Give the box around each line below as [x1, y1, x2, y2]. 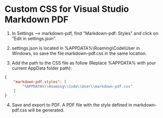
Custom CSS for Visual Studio [4, 3, 129, 15]
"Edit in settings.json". [11, 36, 57, 41]
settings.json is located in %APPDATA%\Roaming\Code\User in [11, 45, 140, 51]
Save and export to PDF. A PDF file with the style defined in [11, 102, 132, 108]
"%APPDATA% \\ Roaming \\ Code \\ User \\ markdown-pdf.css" [22, 84, 133, 89]
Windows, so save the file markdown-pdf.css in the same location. [11, 50, 147, 56]
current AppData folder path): [11, 65, 72, 71]
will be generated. [28, 107, 65, 113]
